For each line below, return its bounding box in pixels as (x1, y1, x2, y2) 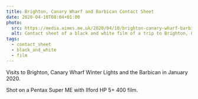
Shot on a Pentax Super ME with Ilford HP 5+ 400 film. (6, 86, 138, 93)
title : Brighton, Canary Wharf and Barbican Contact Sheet (6, 8, 154, 15)
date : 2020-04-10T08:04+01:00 (6, 14, 81, 20)
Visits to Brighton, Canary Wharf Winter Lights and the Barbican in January (6, 68, 189, 75)
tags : (6, 36, 19, 42)
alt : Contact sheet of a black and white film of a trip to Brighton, (11, 31, 189, 37)
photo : (6, 19, 22, 25)
